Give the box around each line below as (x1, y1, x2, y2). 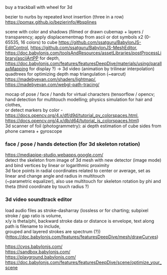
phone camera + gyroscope (5, 128, 62, 134)
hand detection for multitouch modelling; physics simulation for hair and (5, 96, 153, 102)
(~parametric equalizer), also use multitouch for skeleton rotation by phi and (5, 179, 162, 184)
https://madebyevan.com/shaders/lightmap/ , (5, 77, 97, 82)
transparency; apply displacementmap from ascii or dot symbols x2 (5, 34, 143, 40)
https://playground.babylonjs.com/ (5, 254, 76, 260)
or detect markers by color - (5, 107, 63, 113)
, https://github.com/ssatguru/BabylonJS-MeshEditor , (28, 45, 138, 50)
